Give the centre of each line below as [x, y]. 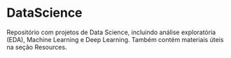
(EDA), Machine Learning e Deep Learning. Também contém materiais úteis [115, 39]
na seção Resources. [37, 47]
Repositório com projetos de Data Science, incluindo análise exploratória [111, 32]
